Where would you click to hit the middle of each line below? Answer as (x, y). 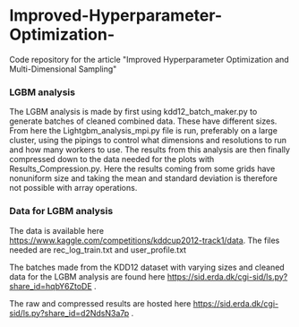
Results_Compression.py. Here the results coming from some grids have (142, 169)
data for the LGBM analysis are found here (87, 276)
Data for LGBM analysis (61, 211)
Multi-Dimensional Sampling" (63, 69)
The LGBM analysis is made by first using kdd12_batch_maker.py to (133, 112)
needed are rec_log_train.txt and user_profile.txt (98, 250)
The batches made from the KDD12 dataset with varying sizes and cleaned (147, 267)
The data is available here (57, 230)
